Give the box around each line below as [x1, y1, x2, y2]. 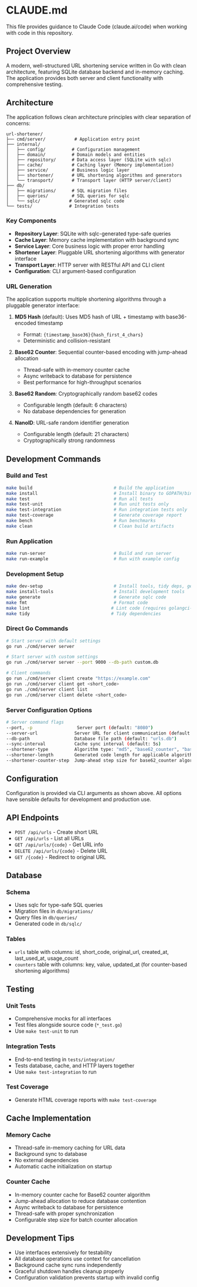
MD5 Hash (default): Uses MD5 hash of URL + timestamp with [14, 313, 165, 321]
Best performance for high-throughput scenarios [23, 379, 142, 386]
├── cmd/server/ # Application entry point [6, 136, 141, 142]
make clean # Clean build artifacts [6, 523, 175, 529]
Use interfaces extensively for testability [14, 1249, 113, 1256]
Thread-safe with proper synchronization [14, 1210, 114, 1217]
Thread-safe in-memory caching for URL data [14, 1144, 125, 1151]
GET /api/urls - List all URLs [14, 834, 84, 842]
